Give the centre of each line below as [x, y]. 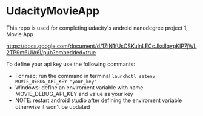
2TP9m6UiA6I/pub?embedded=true [51, 52]
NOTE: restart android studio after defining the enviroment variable [98, 100]
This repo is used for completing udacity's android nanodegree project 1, [97, 28]
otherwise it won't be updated [52, 106]
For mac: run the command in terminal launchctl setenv [85, 76]
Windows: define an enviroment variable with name [79, 87]
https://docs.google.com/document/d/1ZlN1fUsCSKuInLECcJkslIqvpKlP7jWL [101, 46]
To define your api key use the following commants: [71, 64]
